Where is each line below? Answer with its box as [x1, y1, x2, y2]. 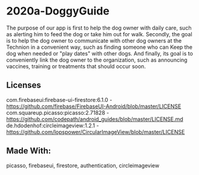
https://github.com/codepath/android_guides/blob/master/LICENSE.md [6, 115, 183, 122]
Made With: [6, 146, 51, 156]
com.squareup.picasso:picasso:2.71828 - [6, 109, 109, 116]
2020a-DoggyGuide [6, 4, 110, 18]
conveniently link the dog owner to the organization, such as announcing [6, 56, 188, 63]
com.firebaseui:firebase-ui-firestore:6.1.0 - [6, 96, 113, 103]
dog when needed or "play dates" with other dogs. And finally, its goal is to [6, 49, 194, 57]
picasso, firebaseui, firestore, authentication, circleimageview [6, 162, 160, 169]
